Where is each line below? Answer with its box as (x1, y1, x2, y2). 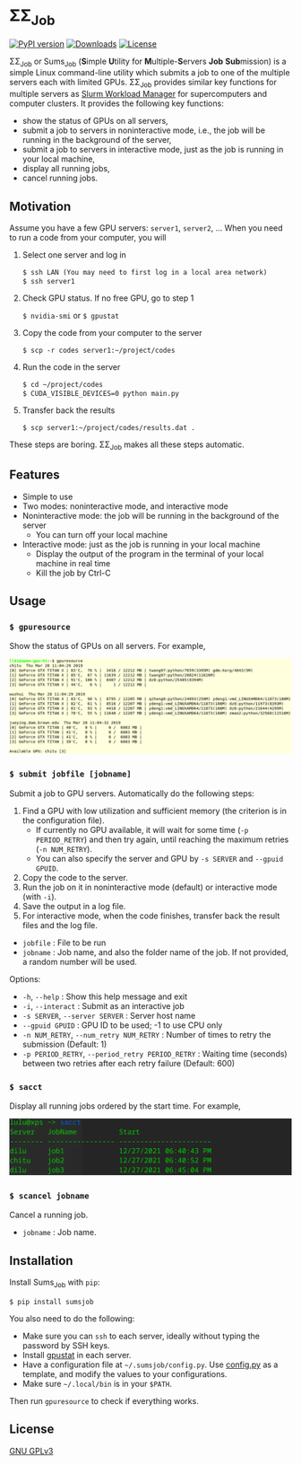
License (9, 1422, 55, 1437)
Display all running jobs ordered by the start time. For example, (9, 1101, 242, 1111)
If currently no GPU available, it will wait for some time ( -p (35, 824, 249, 835)
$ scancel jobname (9, 1190, 90, 1201)
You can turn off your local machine (35, 529, 168, 540)
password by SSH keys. (21, 1339, 110, 1351)
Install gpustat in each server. (21, 1349, 132, 1360)
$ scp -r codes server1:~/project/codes (21, 346, 176, 355)
